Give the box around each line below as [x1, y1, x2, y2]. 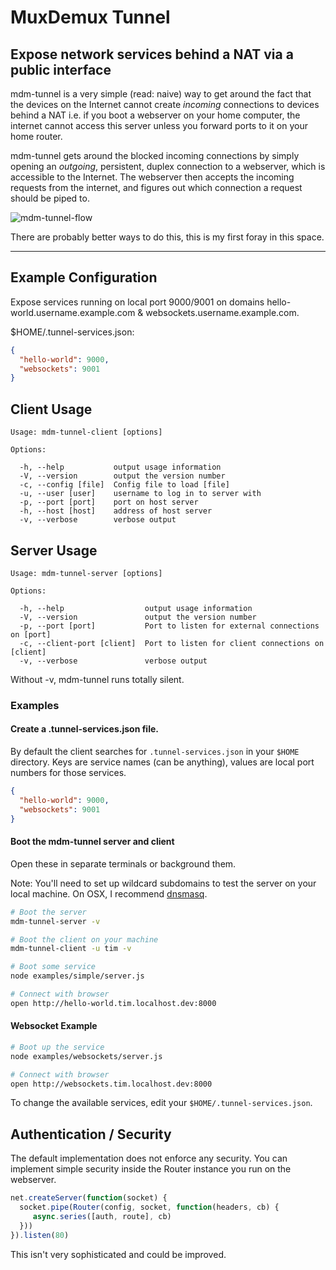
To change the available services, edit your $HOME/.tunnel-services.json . [10, 1097, 313, 1109]
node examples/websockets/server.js [10, 1051, 163, 1061]
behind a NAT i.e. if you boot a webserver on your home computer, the [10, 109, 301, 121]
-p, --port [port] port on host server [19, 497, 199, 508]
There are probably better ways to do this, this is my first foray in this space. [10, 231, 325, 243]
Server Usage [10, 542, 98, 559]
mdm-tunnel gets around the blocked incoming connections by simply [10, 150, 300, 161]
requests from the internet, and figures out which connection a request [10, 182, 303, 193]
